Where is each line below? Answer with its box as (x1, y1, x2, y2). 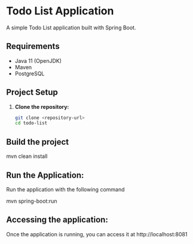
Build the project (6, 136, 69, 147)
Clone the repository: (14, 103, 69, 110)
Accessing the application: (6, 215, 109, 225)
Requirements (6, 41, 60, 51)
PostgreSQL (14, 70, 45, 77)
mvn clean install (6, 152, 48, 160)
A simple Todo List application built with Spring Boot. (6, 24, 136, 31)
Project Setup (6, 87, 59, 97)
